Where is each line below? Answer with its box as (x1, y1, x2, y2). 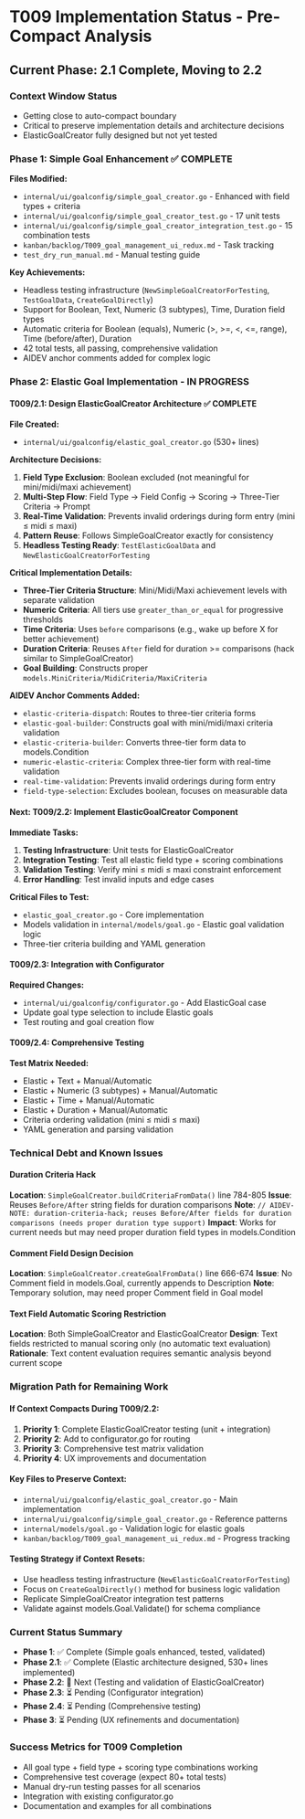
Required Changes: (9, 979, 85, 990)
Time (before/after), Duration (22, 333, 132, 344)
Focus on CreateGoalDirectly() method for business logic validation (22, 1583, 280, 1594)
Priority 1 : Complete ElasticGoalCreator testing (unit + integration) (22, 1423, 271, 1434)
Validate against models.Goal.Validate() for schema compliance (22, 1602, 261, 1613)
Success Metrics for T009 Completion (9, 1740, 183, 1753)
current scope (9, 1358, 63, 1369)
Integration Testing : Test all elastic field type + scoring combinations (22, 854, 284, 865)
